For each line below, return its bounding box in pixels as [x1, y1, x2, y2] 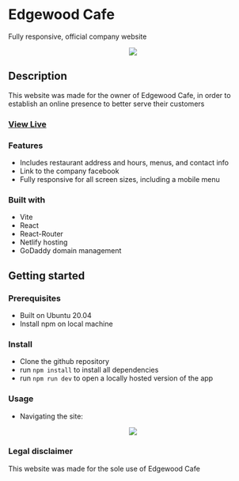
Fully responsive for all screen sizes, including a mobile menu [19, 174, 220, 184]
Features [8, 140, 44, 151]
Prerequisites [8, 293, 61, 304]
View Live [8, 119, 47, 130]
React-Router [19, 229, 63, 239]
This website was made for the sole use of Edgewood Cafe [8, 464, 200, 473]
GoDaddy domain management [19, 246, 122, 256]
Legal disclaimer [8, 445, 74, 456]
